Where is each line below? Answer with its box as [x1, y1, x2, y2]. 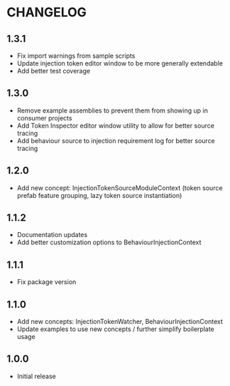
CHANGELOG [6, 4, 87, 21]
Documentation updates [16, 231, 88, 239]
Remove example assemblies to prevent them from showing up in [16, 106, 209, 115]
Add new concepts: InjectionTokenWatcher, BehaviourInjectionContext [16, 318, 223, 326]
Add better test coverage [16, 67, 90, 75]
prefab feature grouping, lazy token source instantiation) [16, 191, 182, 199]
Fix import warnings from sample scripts [16, 51, 136, 60]
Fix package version [16, 278, 77, 286]
